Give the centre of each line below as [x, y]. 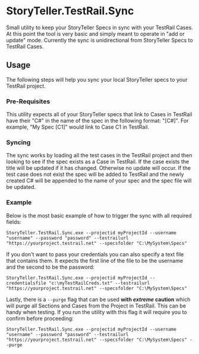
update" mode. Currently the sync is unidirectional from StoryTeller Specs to [99, 40]
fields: [14, 222]
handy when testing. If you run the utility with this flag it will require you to [97, 312]
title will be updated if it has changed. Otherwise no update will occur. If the [99, 168]
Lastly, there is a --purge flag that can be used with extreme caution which [98, 299]
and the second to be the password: [50, 267]
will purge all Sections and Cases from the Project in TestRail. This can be [96, 306]
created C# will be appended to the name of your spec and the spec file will [99, 181]
